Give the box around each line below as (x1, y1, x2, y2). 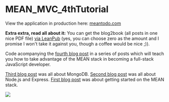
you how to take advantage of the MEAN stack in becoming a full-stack (5, 56, 154, 62)
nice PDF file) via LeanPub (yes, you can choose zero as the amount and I (5, 35, 159, 41)
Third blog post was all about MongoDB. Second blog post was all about (5, 71, 156, 77)
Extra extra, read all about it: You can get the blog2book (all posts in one (5, 30, 158, 36)
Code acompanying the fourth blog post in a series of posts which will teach (5, 50, 164, 57)
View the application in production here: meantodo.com (5, 20, 121, 26)
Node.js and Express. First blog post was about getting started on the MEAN (5, 76, 164, 82)
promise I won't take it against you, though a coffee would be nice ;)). (5, 40, 150, 46)
